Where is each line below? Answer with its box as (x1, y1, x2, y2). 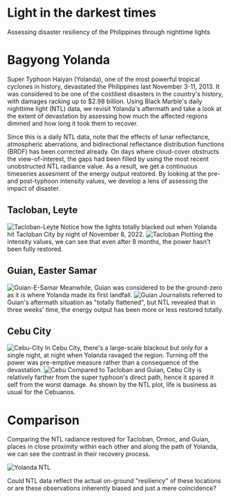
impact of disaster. (7, 184, 60, 192)
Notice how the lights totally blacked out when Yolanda (60, 222, 217, 231)
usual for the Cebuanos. (7, 388, 76, 396)
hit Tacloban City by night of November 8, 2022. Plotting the (7, 230, 214, 238)
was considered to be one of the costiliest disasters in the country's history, (7, 89, 223, 98)
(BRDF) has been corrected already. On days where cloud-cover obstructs (7, 147, 219, 155)
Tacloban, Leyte (7, 204, 78, 216)
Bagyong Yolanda (7, 52, 111, 68)
